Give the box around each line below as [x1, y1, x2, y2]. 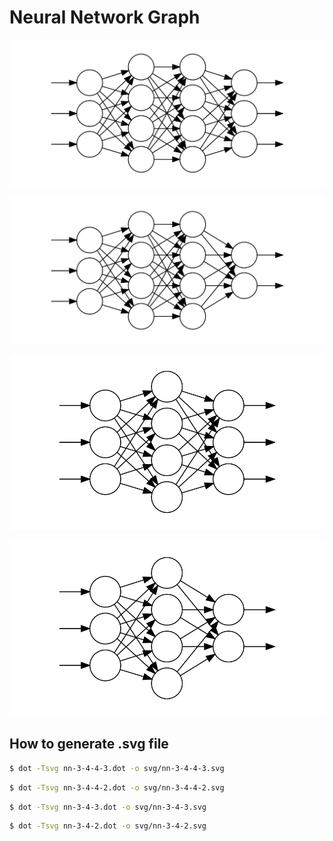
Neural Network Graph [9, 6, 201, 29]
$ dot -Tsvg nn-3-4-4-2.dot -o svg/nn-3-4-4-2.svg [9, 782, 225, 793]
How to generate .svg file [9, 736, 169, 753]
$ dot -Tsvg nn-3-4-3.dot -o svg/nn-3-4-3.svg [9, 802, 207, 812]
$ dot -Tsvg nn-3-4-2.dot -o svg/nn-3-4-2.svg [9, 821, 207, 831]
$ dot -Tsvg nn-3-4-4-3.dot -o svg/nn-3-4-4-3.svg [9, 763, 225, 773]
